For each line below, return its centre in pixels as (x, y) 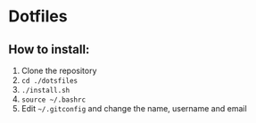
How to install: (49, 49)
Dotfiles (38, 16)
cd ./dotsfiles (50, 81)
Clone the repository (59, 70)
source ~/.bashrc (54, 100)
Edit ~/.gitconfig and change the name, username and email (134, 108)
